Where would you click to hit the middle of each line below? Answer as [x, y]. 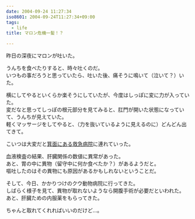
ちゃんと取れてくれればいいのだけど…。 [54, 210]
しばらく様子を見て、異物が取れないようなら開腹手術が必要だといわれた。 [95, 191]
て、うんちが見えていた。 [36, 117]
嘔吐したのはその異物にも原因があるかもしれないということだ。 [83, 171]
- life [19, 28]
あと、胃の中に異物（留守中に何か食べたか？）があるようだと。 [83, 164]
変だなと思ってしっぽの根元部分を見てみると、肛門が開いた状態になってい [95, 110]
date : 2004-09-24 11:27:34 [39, 11]
